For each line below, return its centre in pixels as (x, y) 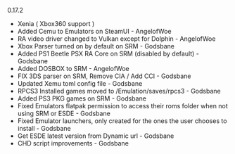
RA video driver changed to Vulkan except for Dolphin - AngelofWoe (116, 39)
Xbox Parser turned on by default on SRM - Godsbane (96, 46)
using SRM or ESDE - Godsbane (64, 113)
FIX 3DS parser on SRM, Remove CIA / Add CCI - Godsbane (104, 76)
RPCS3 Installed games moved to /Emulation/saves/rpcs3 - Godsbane (119, 91)
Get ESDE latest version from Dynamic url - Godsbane (96, 136)
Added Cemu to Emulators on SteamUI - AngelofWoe (94, 31)
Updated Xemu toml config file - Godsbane (80, 83)
